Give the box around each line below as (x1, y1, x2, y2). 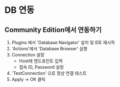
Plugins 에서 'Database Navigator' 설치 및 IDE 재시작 (11, 40, 115, 45)
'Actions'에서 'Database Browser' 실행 (11, 46, 88, 52)
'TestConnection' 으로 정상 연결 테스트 (11, 70, 87, 76)
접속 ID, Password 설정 (19, 64, 64, 70)
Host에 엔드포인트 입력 (19, 58, 63, 64)
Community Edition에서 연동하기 (4, 26, 102, 34)
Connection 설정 (11, 52, 45, 58)
